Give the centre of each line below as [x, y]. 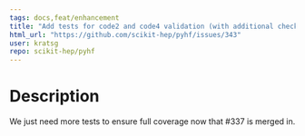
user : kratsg [34, 43]
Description [54, 97]
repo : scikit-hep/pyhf [52, 52]
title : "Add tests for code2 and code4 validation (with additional [142, 26]
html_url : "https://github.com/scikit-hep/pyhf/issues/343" [126, 34]
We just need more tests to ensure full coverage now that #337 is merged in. [152, 121]
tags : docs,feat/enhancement [64, 18]
